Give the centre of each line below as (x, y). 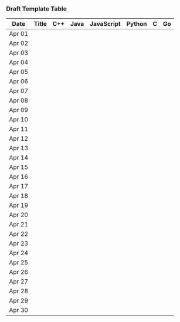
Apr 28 (18, 291)
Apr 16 (18, 177)
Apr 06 (18, 82)
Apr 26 (18, 272)
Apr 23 (18, 243)
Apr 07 (18, 91)
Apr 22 (18, 234)
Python (137, 24)
